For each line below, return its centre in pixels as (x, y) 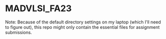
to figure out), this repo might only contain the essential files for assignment (83, 27)
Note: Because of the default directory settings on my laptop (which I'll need (83, 22)
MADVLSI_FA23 (38, 9)
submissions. (19, 32)
